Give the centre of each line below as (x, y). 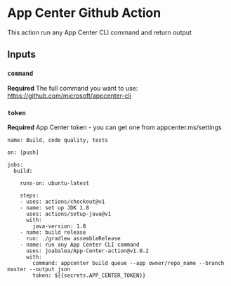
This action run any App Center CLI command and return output (99, 32)
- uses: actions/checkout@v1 (62, 202)
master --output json (39, 269)
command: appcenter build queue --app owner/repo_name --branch (128, 263)
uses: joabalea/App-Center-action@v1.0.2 (87, 251)
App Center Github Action (84, 13)
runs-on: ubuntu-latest (55, 183)
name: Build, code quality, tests (58, 140)
